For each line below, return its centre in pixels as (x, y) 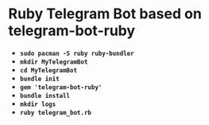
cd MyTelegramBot (48, 70)
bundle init (39, 79)
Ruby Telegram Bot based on (105, 14)
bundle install (45, 96)
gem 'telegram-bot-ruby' (61, 87)
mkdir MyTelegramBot (54, 62)
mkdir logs (38, 104)
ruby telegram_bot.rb (55, 112)
